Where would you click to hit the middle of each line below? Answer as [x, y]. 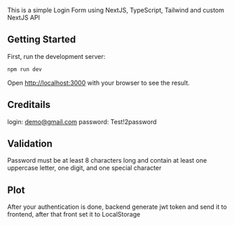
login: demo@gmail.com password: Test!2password [82, 121]
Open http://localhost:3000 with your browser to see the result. [99, 83]
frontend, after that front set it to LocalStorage [74, 214]
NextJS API [24, 18]
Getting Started [42, 40]
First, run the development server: [56, 56]
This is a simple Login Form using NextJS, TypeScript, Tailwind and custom [116, 10]
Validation [30, 143]
